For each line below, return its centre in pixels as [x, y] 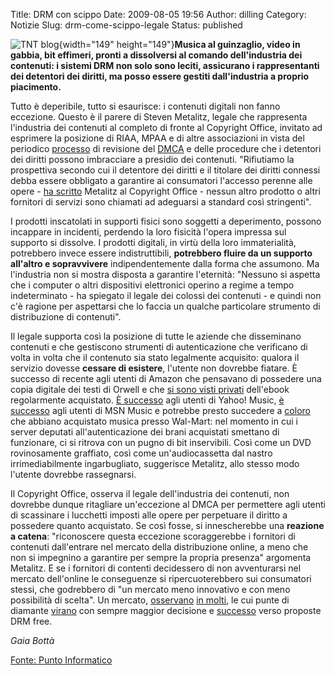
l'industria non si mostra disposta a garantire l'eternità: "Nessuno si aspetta [165, 274]
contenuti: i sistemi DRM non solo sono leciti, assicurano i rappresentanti [165, 65]
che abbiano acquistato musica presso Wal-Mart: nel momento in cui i [154, 421]
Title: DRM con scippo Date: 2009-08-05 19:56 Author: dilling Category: [158, 14]
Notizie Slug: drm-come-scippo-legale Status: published [126, 25]
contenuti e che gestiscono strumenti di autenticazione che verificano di [159, 347]
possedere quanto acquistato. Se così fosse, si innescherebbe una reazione [167, 525]
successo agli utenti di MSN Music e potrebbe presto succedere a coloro [160, 410]
